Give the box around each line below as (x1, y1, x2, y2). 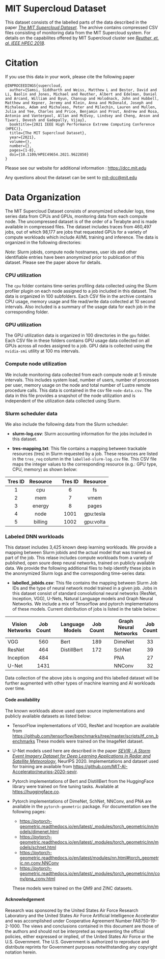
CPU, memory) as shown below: (12, 466, 78, 472)
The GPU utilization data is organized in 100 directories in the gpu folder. (5, 333, 151, 339)
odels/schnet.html (19, 844, 56, 850)
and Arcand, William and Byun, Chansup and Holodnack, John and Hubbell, (5, 96, 160, 101)
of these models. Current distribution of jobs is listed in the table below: (12, 606, 157, 612)
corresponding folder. (5, 309, 49, 315)
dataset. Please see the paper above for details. (5, 259, 102, 265)
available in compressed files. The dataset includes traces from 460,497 (5, 223, 152, 229)
